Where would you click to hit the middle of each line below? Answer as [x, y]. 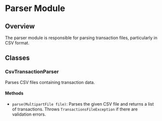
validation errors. [29, 114]
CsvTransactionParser [32, 72]
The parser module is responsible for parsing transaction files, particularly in [81, 38]
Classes [17, 58]
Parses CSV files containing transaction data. [50, 82]
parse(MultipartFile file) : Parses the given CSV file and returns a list [83, 104]
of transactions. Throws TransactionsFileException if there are [75, 109]
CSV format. [17, 43]
